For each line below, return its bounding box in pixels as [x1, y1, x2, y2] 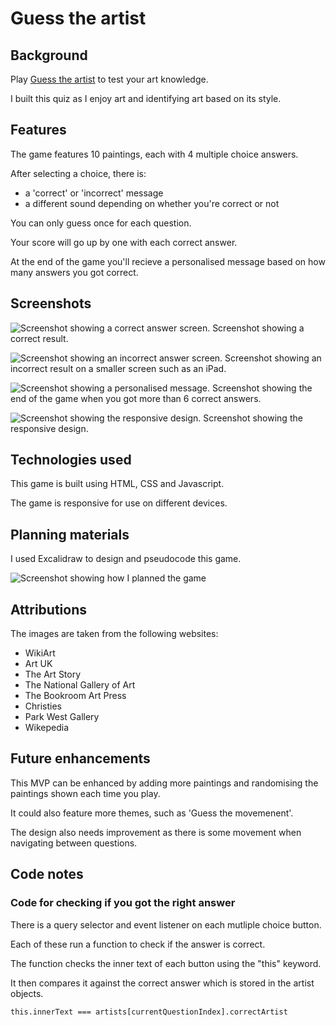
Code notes [10, 866, 84, 883]
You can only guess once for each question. [10, 217, 192, 229]
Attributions [10, 601, 88, 618]
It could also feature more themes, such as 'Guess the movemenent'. [10, 807, 294, 819]
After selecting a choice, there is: [10, 167, 147, 179]
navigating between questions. [10, 837, 138, 849]
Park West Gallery [24, 711, 100, 723]
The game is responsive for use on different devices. [10, 497, 228, 509]
